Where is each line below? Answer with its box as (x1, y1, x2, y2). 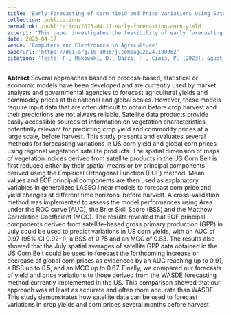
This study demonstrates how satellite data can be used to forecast (7, 293, 198, 301)
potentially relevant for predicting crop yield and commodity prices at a (7, 124, 208, 133)
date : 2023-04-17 (7, 36, 57, 43)
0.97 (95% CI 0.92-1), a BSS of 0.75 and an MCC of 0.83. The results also (7, 235, 215, 243)
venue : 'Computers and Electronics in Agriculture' (7, 42, 158, 49)
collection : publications (7, 17, 81, 23)
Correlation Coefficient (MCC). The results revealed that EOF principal (7, 213, 206, 221)
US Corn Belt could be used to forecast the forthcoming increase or (7, 249, 199, 257)
